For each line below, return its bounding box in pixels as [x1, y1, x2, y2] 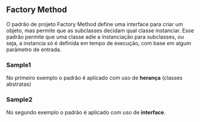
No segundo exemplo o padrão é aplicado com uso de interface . [6, 109, 166, 116]
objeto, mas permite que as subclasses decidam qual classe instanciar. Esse [6, 27, 194, 34]
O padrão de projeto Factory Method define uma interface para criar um [6, 20, 183, 27]
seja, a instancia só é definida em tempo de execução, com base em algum [6, 39, 191, 46]
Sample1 [6, 61, 32, 69]
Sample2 [6, 95, 33, 104]
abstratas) [6, 80, 32, 88]
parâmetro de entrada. [6, 46, 61, 53]
